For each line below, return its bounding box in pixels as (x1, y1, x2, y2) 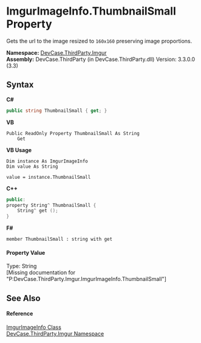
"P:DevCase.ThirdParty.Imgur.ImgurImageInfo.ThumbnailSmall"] (6, 275, 167, 283)
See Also (6, 293, 41, 303)
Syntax (6, 80, 34, 90)
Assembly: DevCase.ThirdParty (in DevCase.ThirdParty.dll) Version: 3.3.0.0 (6, 55, 196, 63)
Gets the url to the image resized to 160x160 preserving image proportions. (6, 37, 192, 44)
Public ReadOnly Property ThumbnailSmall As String (6, 130, 140, 136)
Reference (6, 310, 33, 317)
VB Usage (6, 146, 32, 153)
